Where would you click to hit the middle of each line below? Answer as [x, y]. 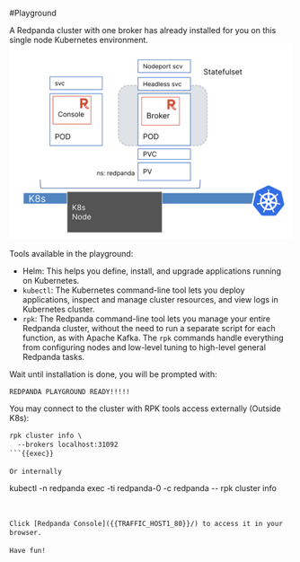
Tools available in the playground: [71, 253]
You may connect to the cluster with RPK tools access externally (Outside [145, 408]
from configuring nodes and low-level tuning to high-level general [144, 347]
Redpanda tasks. [53, 356]
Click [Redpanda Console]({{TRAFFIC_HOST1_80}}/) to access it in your [146, 523]
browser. [26, 532]
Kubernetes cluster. [58, 309]
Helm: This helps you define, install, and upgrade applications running [151, 271]
